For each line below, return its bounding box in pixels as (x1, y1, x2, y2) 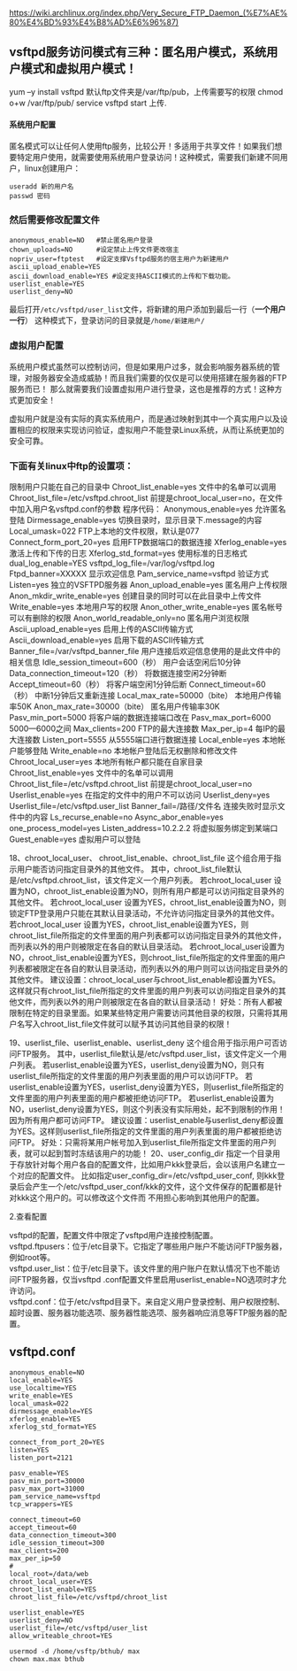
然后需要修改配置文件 (9, 213, 100, 226)
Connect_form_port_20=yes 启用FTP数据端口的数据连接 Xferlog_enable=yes (9, 536, 287, 547)
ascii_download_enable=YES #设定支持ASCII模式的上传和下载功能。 (9, 272, 235, 281)
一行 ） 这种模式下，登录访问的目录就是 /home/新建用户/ (9, 315, 205, 326)
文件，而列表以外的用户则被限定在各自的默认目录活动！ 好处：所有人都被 (16, 996, 283, 1007)
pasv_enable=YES (9, 1468, 69, 1477)
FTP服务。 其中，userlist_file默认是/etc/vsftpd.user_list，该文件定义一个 (16, 1048, 279, 1059)
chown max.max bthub (9, 1654, 86, 1663)
